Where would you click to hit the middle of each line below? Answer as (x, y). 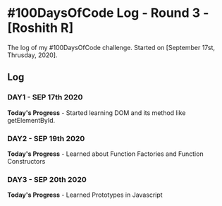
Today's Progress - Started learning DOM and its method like (97, 113)
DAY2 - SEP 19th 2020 (46, 138)
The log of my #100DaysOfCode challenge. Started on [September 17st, (111, 47)
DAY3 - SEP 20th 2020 (47, 179)
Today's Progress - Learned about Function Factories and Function (105, 154)
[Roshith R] (41, 28)
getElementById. (31, 120)
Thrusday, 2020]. (32, 55)
